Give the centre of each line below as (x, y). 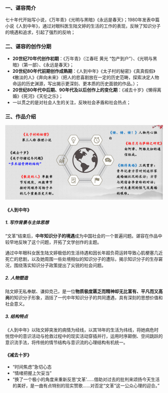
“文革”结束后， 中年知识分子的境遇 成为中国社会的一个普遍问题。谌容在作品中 (84, 236)
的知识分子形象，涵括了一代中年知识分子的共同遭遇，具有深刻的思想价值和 (86, 298)
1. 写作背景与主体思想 (27, 222)
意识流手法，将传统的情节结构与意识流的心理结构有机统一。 (66, 342)
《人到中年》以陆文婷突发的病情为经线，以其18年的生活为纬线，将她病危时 (82, 330)
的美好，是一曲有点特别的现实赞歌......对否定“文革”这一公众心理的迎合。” (86, 386)
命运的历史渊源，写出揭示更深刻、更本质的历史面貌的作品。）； (76, 83)
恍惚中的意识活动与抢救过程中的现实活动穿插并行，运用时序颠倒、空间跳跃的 (84, 336)
